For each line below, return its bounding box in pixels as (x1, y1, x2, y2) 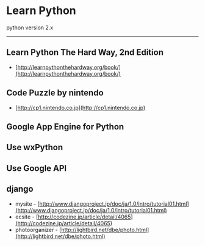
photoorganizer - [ (15, 226, 62, 233)
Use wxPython (6, 142, 63, 153)
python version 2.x (6, 24, 54, 31)
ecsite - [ (15, 213, 38, 220)
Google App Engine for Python (6, 121, 124, 132)
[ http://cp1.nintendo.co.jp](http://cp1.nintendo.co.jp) (15, 104, 146, 111)
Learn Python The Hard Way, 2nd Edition (6, 47, 164, 58)
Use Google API (6, 163, 67, 173)
